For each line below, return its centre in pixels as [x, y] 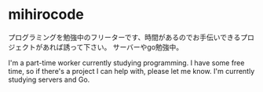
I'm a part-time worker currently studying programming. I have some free [126, 63]
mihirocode [46, 15]
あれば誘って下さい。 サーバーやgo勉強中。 [113, 47]
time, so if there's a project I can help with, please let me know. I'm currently [131, 71]
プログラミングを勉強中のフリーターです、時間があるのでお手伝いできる [124, 37]
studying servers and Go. [49, 79]
